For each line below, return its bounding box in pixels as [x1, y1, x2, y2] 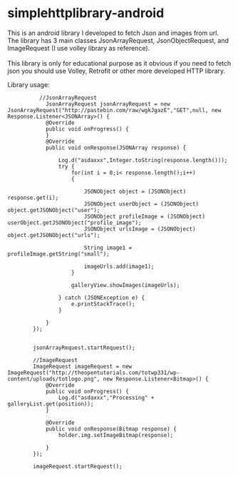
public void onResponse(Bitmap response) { [45, 425, 177, 433]
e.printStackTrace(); [71, 300, 135, 308]
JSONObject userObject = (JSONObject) [83, 200, 200, 208]
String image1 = [83, 244, 133, 251]
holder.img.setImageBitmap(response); [58, 431, 174, 438]
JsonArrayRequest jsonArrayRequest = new [45, 100, 171, 108]
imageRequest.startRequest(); [33, 463, 123, 470]
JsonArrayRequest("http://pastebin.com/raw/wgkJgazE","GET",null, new [7, 106, 222, 114]
